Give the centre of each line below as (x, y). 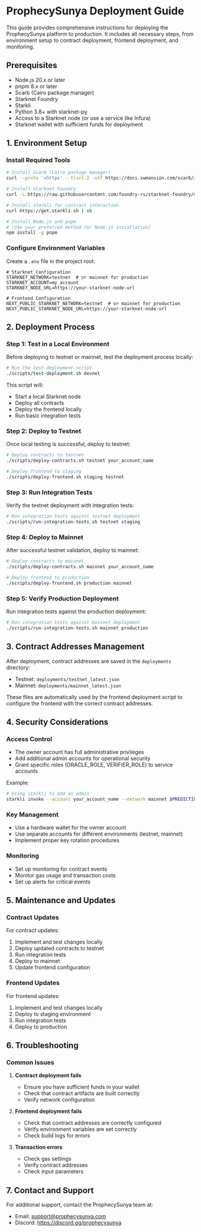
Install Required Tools (38, 160)
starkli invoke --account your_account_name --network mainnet (87, 800)
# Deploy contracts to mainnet (45, 561)
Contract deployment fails (48, 1075)
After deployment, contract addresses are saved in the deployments (89, 661)
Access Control (29, 739)
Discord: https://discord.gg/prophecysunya (68, 1223)
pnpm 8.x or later (36, 86)
